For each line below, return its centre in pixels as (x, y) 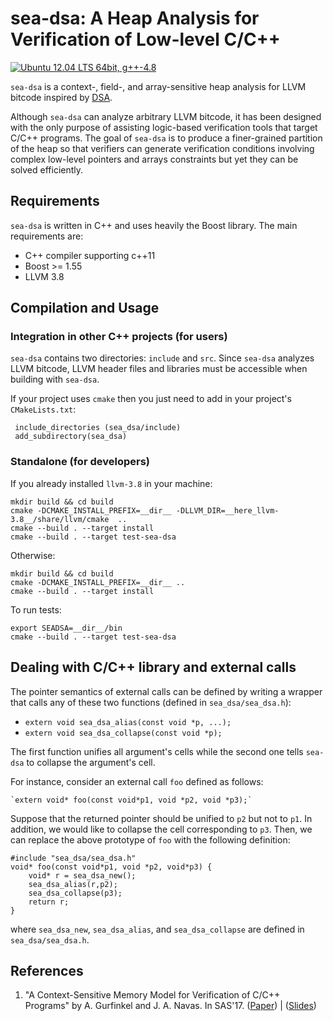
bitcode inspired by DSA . (61, 97)
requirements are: (47, 236)
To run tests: (36, 609)
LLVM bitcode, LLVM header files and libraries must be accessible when (159, 369)
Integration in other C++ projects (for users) (119, 337)
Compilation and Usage (85, 308)
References (47, 970)
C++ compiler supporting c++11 (90, 255)
